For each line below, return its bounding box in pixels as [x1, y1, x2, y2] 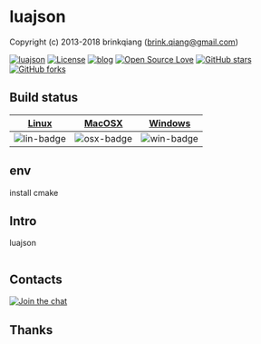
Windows [149, 116, 191, 129]
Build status [9, 90, 79, 105]
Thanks [9, 322, 53, 338]
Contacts [9, 271, 63, 287]
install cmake [9, 187, 59, 198]
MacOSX [83, 116, 123, 129]
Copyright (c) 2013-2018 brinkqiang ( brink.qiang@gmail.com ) [9, 36, 238, 47]
